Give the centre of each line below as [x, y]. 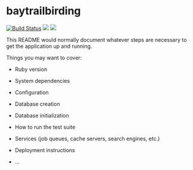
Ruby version [31, 69]
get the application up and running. [49, 46]
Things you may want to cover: [44, 57]
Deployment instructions [45, 150]
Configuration [32, 92]
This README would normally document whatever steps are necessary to [96, 39]
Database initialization [42, 115]
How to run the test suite [45, 127]
